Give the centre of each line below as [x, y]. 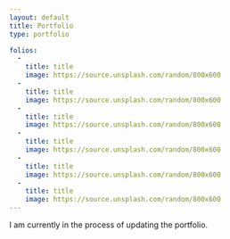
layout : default [39, 17]
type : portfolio [39, 34]
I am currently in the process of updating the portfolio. [108, 225]
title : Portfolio [41, 26]
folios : [24, 50]
